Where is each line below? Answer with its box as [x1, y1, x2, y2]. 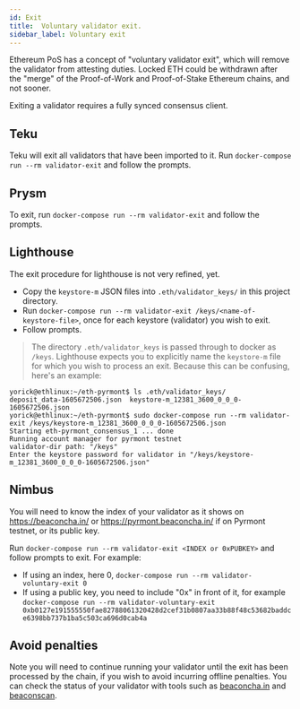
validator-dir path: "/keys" [9, 442, 118, 451]
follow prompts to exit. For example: [9, 552, 141, 563]
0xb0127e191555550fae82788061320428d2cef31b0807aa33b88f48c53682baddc [21, 606, 292, 615]
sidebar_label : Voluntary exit [9, 30, 126, 39]
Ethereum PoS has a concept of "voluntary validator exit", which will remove [9, 55, 290, 65]
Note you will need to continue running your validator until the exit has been [9, 661, 288, 672]
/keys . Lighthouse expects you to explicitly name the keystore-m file [30, 350, 281, 361]
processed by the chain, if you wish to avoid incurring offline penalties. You [9, 671, 287, 682]
